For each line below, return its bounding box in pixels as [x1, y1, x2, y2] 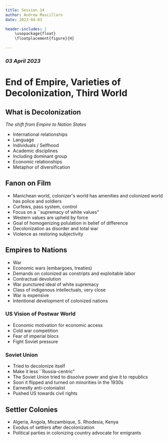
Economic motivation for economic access [12, 322, 103, 328]
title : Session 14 [5, 7, 45, 13]
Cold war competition [12, 327, 58, 334]
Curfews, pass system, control [12, 204, 78, 210]
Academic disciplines [12, 148, 58, 154]
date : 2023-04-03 [5, 17, 43, 22]
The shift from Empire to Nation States [5, 121, 87, 127]
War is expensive [12, 292, 49, 298]
